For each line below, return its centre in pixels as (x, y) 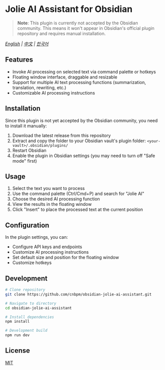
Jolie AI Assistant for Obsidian (69, 9)
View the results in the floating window (52, 204)
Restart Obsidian (29, 150)
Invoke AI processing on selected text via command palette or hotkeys (84, 72)
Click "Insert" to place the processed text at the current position (78, 209)
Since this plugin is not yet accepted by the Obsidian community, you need (82, 120)
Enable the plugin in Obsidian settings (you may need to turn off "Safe (83, 156)
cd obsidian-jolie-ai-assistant (38, 308)
